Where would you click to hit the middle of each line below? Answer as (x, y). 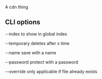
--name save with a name (31, 52)
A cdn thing (17, 7)
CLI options (23, 22)
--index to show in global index (36, 34)
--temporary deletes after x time (37, 43)
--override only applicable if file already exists (51, 71)
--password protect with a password (42, 62)
